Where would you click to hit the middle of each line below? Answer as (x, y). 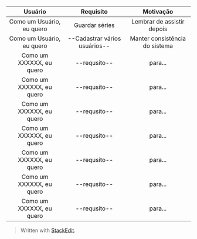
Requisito (95, 11)
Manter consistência (158, 39)
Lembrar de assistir (158, 21)
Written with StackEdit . (48, 230)
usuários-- (94, 46)
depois (158, 29)
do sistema (158, 46)
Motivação (158, 11)
